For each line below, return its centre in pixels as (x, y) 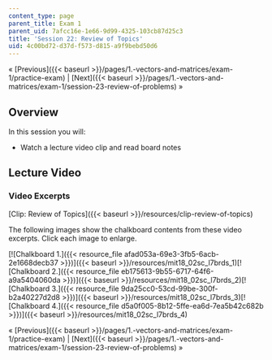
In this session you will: (47, 132)
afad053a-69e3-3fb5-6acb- (172, 254)
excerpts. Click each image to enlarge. (73, 238)
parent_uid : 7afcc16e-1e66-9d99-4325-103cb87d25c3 (96, 31)
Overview (34, 112)
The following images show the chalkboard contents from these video (125, 229)
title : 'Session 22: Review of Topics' (76, 39)
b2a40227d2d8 (35, 297)
